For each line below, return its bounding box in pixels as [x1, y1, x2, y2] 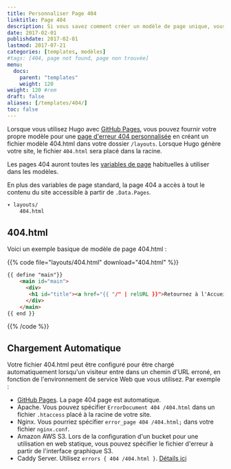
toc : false [7, 106, 38, 113]
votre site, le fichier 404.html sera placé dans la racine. [7, 146, 163, 155]
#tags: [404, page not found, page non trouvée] [7, 55, 149, 62]
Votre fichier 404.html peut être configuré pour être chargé [7, 360, 175, 369]
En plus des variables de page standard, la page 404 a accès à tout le [7, 180, 205, 189]
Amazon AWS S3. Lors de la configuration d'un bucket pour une [16, 433, 199, 441]
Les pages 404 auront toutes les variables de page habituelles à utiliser [7, 160, 210, 168]
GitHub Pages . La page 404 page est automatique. [16, 396, 162, 404]
